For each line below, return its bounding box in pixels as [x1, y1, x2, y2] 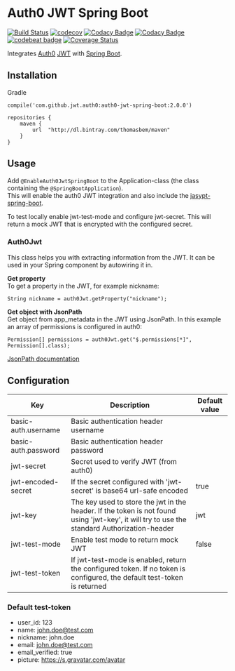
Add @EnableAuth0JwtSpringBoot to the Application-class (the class [7, 176, 199, 185]
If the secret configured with [71, 477, 164, 486]
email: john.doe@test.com [17, 640, 93, 649]
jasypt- [190, 191, 211, 199]
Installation [7, 69, 57, 81]
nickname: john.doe [17, 633, 75, 642]
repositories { [7, 114, 52, 121]
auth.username [10, 425, 61, 434]
